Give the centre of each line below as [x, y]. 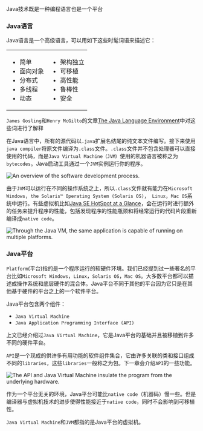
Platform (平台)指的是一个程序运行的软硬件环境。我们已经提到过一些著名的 [98, 268]
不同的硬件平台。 [27, 342]
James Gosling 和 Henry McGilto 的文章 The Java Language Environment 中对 [98, 120]
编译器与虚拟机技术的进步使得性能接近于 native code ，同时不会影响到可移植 [101, 401]
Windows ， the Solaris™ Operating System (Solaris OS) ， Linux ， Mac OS [97, 196]
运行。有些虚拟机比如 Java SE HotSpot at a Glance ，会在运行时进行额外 [105, 203]
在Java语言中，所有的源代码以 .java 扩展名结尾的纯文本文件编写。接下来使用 [101, 141]
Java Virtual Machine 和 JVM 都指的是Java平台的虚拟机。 [75, 422]
